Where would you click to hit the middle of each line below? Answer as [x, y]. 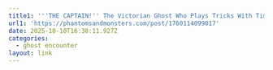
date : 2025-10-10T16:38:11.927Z [63, 31]
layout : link [30, 53]
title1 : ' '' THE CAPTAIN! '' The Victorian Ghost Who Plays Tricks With [130, 16]
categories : [28, 38]
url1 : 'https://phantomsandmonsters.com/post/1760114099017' [114, 23]
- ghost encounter [47, 46]
